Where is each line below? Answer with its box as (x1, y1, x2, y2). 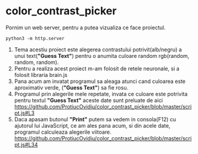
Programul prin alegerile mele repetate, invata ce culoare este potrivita (14, 90, 188, 97)
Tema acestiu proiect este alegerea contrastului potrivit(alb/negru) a (14, 46, 182, 53)
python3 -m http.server (5, 35, 65, 41)
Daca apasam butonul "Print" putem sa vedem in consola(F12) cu (14, 115, 177, 123)
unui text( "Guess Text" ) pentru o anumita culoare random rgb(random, (14, 52, 190, 59)
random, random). (14, 58, 59, 66)
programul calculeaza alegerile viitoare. (14, 128, 112, 135)
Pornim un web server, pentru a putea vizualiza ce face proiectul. (5, 24, 166, 31)
